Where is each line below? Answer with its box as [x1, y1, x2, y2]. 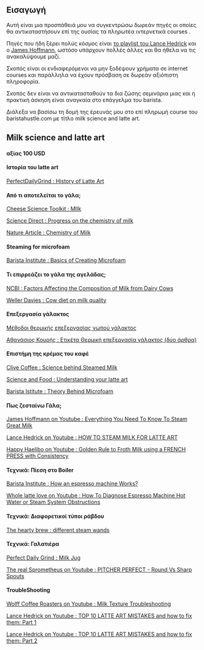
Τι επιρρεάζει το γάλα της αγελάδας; [6, 271, 106, 278]
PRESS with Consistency [6, 452, 69, 460]
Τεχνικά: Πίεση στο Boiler [6, 466, 74, 474]
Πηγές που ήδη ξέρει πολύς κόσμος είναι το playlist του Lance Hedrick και [6, 39, 197, 47]
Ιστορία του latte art [6, 164, 59, 171]
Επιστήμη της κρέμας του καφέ [6, 350, 89, 357]
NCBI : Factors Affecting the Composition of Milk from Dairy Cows [6, 284, 174, 291]
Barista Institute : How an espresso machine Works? [6, 480, 138, 488]
